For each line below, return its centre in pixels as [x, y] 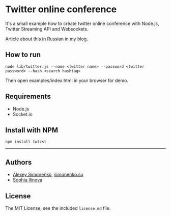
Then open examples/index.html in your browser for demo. [67, 80]
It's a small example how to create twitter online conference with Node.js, [82, 23]
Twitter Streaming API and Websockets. [47, 29]
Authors [19, 162]
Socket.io [23, 114]
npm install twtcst [26, 142]
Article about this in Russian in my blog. [47, 39]
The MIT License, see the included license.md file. [58, 208]
